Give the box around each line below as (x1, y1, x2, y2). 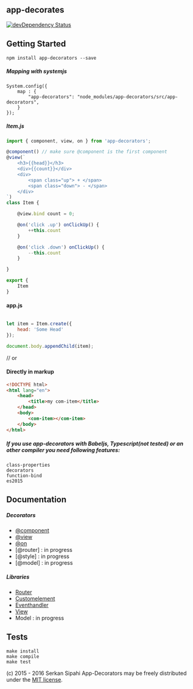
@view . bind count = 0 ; (17, 211, 75, 217)
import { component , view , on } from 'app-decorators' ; (6, 138, 151, 144)
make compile (6, 653, 40, 660)
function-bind (6, 472, 43, 479)
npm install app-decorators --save (6, 55, 97, 61)
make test (6, 659, 32, 665)
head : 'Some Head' (17, 326, 64, 333)
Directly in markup (6, 368, 54, 375)
